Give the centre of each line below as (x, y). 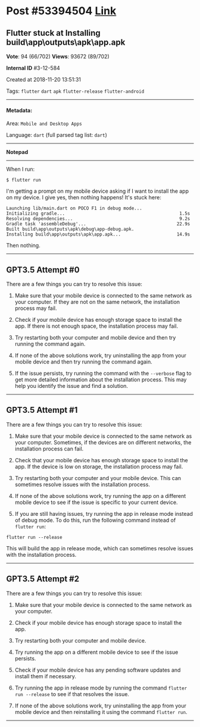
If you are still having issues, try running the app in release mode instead (104, 513)
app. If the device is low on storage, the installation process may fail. (99, 466)
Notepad (17, 152)
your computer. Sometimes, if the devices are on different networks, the (103, 442)
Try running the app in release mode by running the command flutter (101, 688)
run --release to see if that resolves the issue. (72, 694)
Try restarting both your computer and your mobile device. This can (98, 478)
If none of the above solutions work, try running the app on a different (100, 496)
